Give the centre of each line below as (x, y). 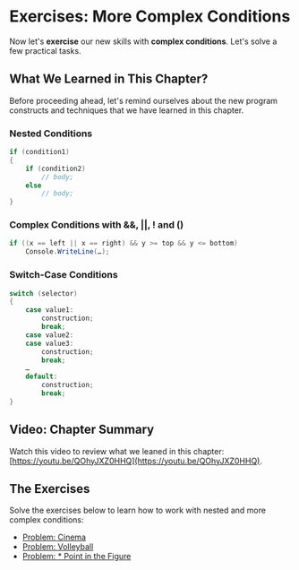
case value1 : (50, 310)
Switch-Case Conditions (64, 275)
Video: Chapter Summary (82, 430)
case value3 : (50, 343)
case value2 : (50, 335)
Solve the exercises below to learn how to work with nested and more (138, 510)
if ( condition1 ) (39, 152)
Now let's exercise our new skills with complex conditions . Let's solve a (143, 41)
